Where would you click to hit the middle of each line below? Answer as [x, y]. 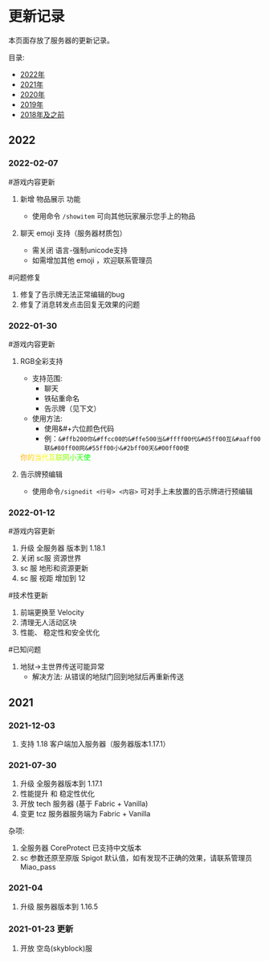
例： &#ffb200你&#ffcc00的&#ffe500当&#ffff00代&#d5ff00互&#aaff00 [152, 438]
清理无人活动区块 [48, 623]
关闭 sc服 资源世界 [51, 558]
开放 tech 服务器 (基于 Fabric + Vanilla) [84, 804]
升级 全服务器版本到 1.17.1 [61, 783]
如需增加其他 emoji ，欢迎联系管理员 [92, 260]
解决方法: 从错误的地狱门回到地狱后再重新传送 [108, 677]
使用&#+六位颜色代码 [79, 428]
